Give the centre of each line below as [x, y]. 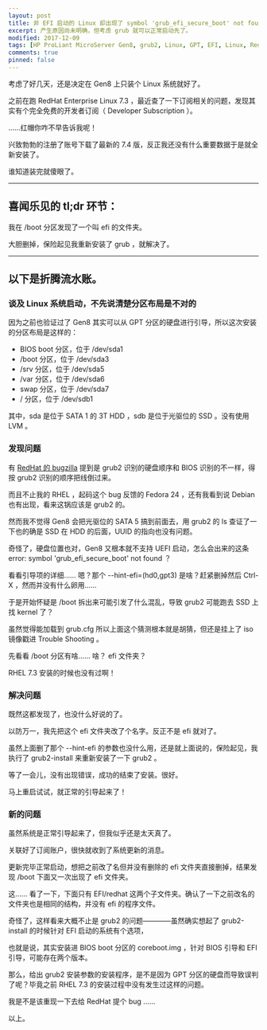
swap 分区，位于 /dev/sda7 [64, 389]
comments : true [33, 53]
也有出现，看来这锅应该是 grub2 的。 [69, 504]
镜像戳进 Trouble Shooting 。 [56, 639]
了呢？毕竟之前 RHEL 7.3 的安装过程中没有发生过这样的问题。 [108, 985]
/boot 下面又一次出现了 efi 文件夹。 [75, 877]
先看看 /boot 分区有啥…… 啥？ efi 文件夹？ [77, 656]
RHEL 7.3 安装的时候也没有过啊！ [62, 672]
